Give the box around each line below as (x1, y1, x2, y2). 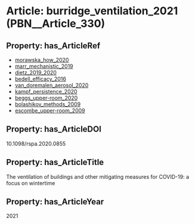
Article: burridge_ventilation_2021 (6, 4, 178, 18)
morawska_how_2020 (14, 57, 69, 63)
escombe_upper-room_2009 (14, 107, 85, 114)
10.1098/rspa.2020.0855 (6, 140, 66, 147)
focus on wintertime (6, 179, 55, 186)
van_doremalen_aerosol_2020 (14, 82, 89, 89)
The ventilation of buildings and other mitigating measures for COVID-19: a (6, 173, 190, 180)
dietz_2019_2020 (14, 69, 57, 76)
